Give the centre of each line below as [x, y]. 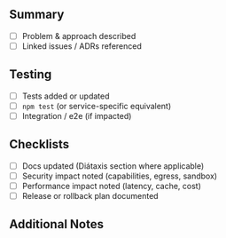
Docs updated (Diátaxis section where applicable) [113, 166]
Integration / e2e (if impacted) [77, 115]
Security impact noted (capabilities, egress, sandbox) [120, 176]
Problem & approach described [79, 36]
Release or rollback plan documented [90, 195]
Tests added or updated [66, 96]
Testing [31, 75]
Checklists [39, 144]
